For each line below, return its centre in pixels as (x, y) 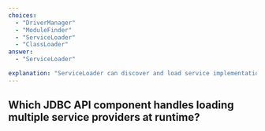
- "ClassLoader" (42, 45)
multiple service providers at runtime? (104, 117)
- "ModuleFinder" (44, 30)
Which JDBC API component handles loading (121, 106)
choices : (22, 15)
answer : (21, 52)
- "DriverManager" (46, 23)
